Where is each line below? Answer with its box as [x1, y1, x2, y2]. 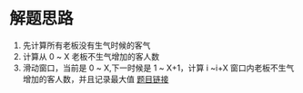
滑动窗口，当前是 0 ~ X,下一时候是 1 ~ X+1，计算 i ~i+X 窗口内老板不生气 [22, 62, 295, 73]
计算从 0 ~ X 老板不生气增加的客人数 [22, 51, 160, 61]
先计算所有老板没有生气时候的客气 [22, 40, 151, 51]
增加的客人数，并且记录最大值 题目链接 [22, 73, 169, 84]
